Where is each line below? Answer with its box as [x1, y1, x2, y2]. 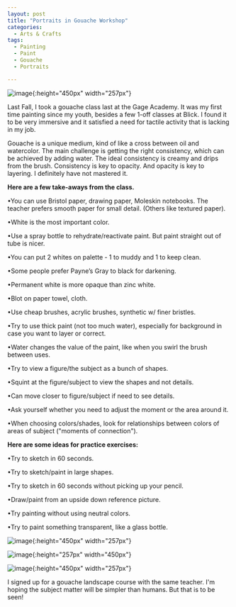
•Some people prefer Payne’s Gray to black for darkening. [7, 267, 176, 275]
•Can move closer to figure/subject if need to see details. [7, 391, 175, 400]
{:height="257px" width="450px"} [32, 550, 132, 559]
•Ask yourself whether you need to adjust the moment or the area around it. [7, 405, 229, 413]
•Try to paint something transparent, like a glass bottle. [7, 523, 169, 531]
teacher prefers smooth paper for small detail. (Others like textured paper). [7, 204, 226, 213]
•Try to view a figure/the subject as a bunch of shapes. [7, 364, 169, 372]
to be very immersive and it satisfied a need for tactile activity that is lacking [7, 118, 230, 126]
